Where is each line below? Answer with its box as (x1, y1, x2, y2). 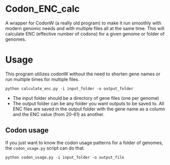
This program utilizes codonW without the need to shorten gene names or (5, 71, 161, 77)
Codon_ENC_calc (5, 3, 80, 15)
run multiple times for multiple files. (5, 76, 80, 82)
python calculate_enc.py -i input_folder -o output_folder (5, 86, 134, 91)
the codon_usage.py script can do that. (5, 145, 85, 151)
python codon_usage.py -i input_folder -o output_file (5, 155, 125, 160)
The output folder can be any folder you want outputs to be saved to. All (12, 100, 164, 106)
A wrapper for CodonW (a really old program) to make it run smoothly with (5, 20, 162, 26)
